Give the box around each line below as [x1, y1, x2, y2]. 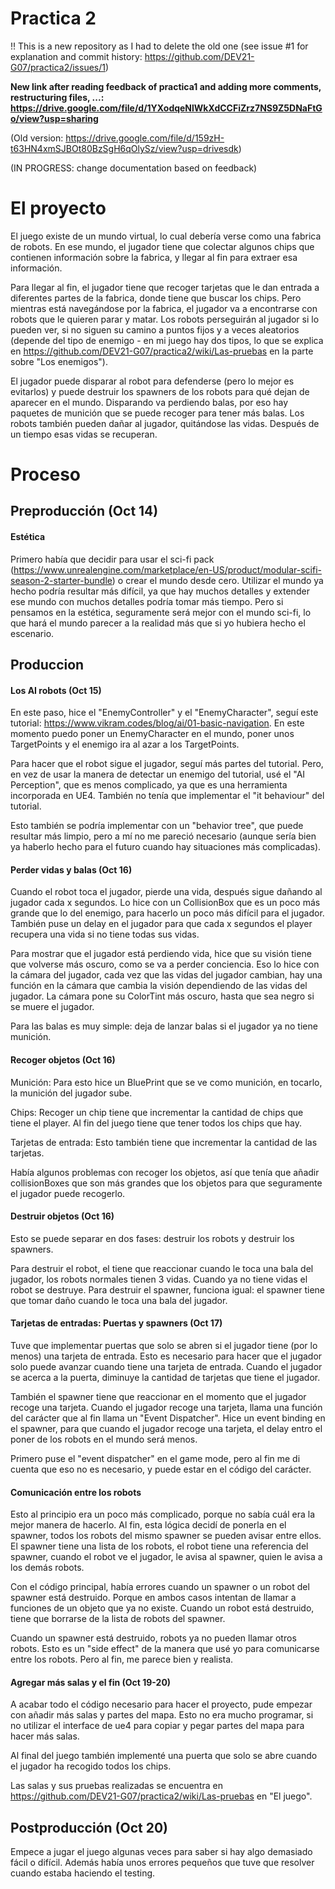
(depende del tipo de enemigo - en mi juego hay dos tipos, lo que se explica [10, 334, 324, 346]
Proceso [10, 463, 82, 486]
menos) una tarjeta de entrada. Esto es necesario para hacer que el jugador [10, 1350, 323, 1362]
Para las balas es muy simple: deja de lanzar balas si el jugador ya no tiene [10, 1020, 318, 1032]
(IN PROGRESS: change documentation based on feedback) [10, 162, 258, 174]
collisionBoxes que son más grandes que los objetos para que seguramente [10, 1177, 323, 1189]
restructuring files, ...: [10, 91, 105, 103]
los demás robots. [10, 1562, 85, 1574]
